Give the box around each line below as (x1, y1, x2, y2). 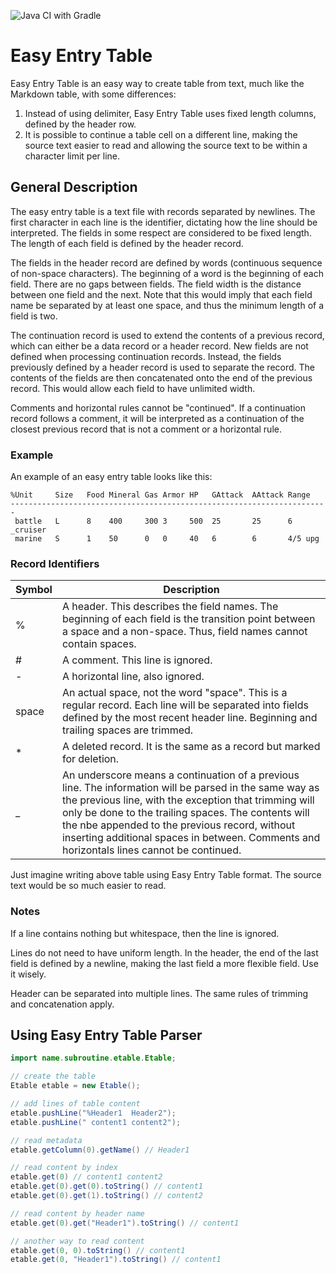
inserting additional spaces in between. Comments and (61, 831, 321, 845)
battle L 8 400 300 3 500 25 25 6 (14, 516, 293, 527)
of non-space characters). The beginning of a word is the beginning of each (10, 267, 324, 279)
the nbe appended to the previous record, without (61, 818, 296, 832)
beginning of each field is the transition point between (61, 612, 316, 626)
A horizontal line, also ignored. (61, 670, 205, 684)
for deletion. (61, 752, 120, 766)
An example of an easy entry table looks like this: (10, 471, 213, 483)
